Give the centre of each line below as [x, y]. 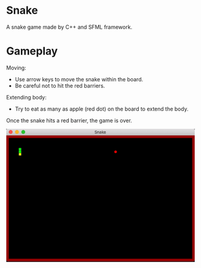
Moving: [16, 68]
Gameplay [32, 51]
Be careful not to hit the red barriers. [60, 86]
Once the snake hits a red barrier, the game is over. [69, 120]
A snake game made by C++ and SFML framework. [69, 27]
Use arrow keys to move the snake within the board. [79, 79]
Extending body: [26, 97]
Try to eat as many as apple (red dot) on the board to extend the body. [101, 109]
